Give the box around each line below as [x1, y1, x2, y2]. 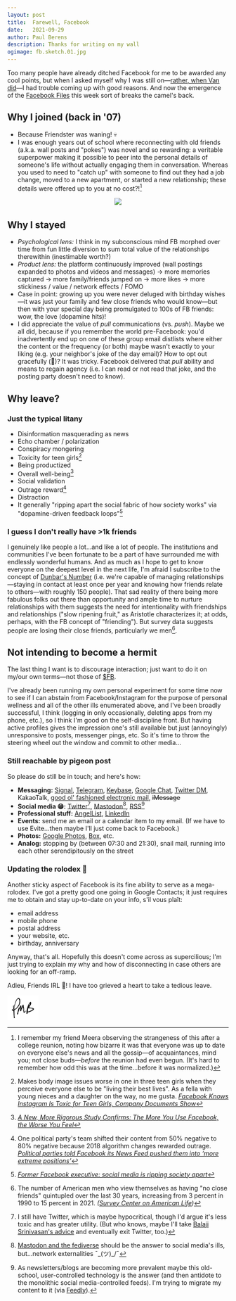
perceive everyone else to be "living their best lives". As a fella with [17, 1084, 212, 1093]
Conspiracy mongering [17, 444, 84, 453]
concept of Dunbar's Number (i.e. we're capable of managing [7, 572, 185, 580]
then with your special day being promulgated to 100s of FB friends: [17, 305, 214, 313]
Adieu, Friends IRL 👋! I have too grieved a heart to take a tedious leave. [7, 981, 212, 989]
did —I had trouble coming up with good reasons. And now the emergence [7, 84, 222, 91]
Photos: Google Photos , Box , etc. [17, 832, 114, 840]
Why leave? [7, 393, 60, 405]
